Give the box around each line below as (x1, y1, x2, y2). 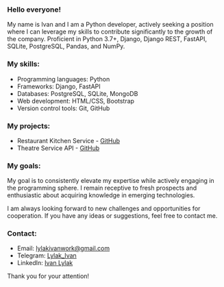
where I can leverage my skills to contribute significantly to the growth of (7, 27, 213, 36)
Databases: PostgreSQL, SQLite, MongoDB (16, 89, 138, 97)
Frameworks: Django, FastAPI (16, 82, 101, 90)
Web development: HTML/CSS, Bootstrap (16, 97, 135, 105)
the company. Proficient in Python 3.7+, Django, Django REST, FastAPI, (7, 35, 208, 43)
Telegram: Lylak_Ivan (16, 251, 77, 260)
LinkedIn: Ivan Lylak (16, 259, 73, 267)
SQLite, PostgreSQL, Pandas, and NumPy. (7, 42, 125, 51)
